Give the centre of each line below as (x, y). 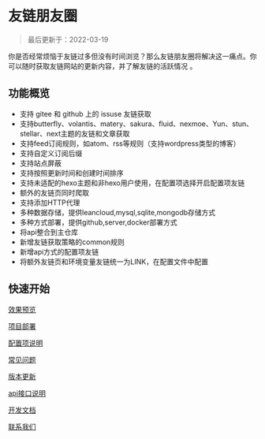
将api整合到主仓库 (49, 232)
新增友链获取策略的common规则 (72, 242)
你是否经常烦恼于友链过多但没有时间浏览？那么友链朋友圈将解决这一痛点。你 (132, 56)
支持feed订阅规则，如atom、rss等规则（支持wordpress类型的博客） (130, 143)
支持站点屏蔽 (40, 163)
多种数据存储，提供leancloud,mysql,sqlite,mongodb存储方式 (118, 212)
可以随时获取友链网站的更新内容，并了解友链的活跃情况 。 (103, 66)
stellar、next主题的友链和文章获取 (75, 133)
